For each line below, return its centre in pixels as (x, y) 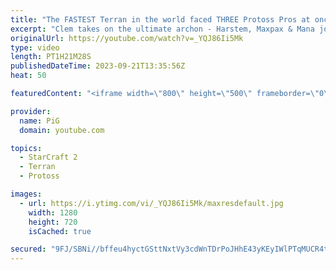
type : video (35, 47)
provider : (31, 111)
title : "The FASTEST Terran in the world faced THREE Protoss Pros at (160, 19)
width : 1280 (53, 212)
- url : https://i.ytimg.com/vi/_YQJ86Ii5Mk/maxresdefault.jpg (151, 203)
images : (26, 194)
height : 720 (53, 222)
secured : (28, 249)
